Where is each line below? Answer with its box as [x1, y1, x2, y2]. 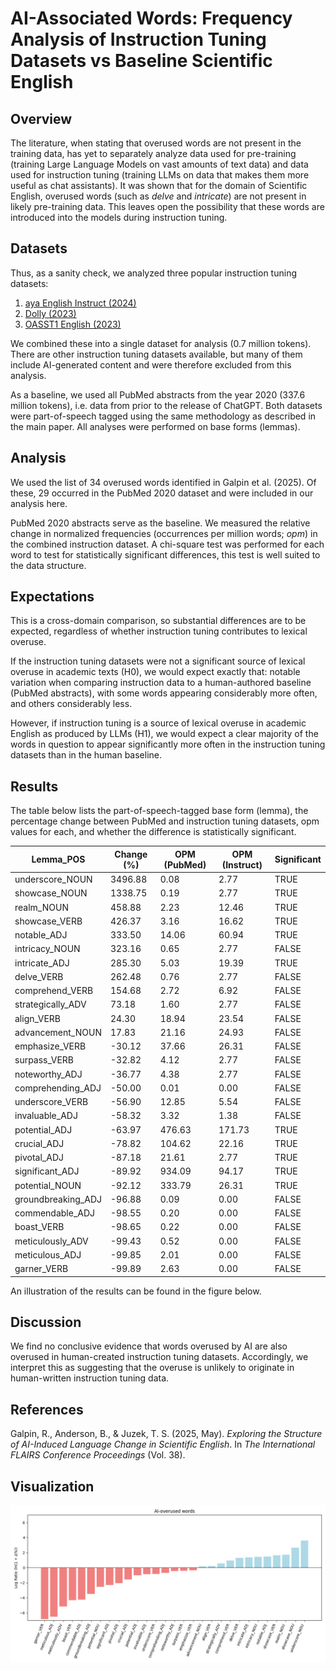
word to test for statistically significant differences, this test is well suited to [10, 548, 321, 561]
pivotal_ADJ [14, 1152, 64, 1163]
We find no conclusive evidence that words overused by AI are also [10, 1340, 288, 1352]
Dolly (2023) [24, 307, 77, 319]
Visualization [10, 1478, 95, 1495]
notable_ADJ [14, 929, 68, 941]
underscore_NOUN [14, 873, 93, 885]
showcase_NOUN [14, 887, 88, 899]
